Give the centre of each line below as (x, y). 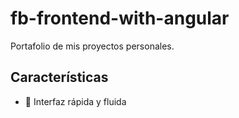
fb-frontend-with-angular (120, 18)
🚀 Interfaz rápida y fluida (75, 101)
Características (59, 77)
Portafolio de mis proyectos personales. (92, 46)
